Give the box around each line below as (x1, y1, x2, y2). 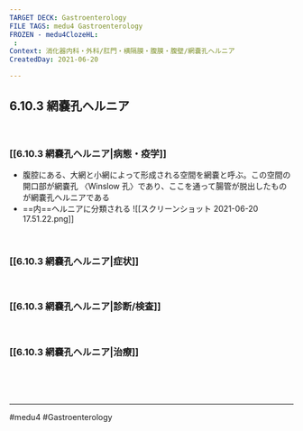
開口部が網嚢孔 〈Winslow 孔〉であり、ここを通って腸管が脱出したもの (22, 181, 288, 192)
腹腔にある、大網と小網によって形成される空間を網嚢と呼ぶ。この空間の (22, 170, 291, 180)
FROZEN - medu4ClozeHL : (9, 30, 99, 39)
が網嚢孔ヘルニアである (22, 192, 110, 203)
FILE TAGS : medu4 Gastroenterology (9, 22, 143, 31)
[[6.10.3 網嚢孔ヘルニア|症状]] (9, 255, 140, 268)
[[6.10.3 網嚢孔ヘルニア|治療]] (9, 345, 140, 358)
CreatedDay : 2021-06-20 (9, 55, 99, 64)
